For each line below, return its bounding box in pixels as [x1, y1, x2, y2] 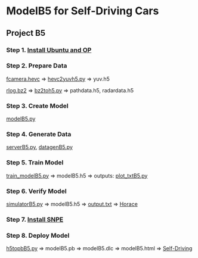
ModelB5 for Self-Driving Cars [6, 4, 159, 18]
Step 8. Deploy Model [6, 231, 70, 240]
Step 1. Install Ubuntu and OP [6, 46, 92, 54]
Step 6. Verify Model [6, 186, 67, 195]
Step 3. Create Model [6, 101, 69, 110]
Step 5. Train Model [6, 158, 64, 167]
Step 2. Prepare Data [6, 61, 67, 70]
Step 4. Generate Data [6, 130, 72, 138]
